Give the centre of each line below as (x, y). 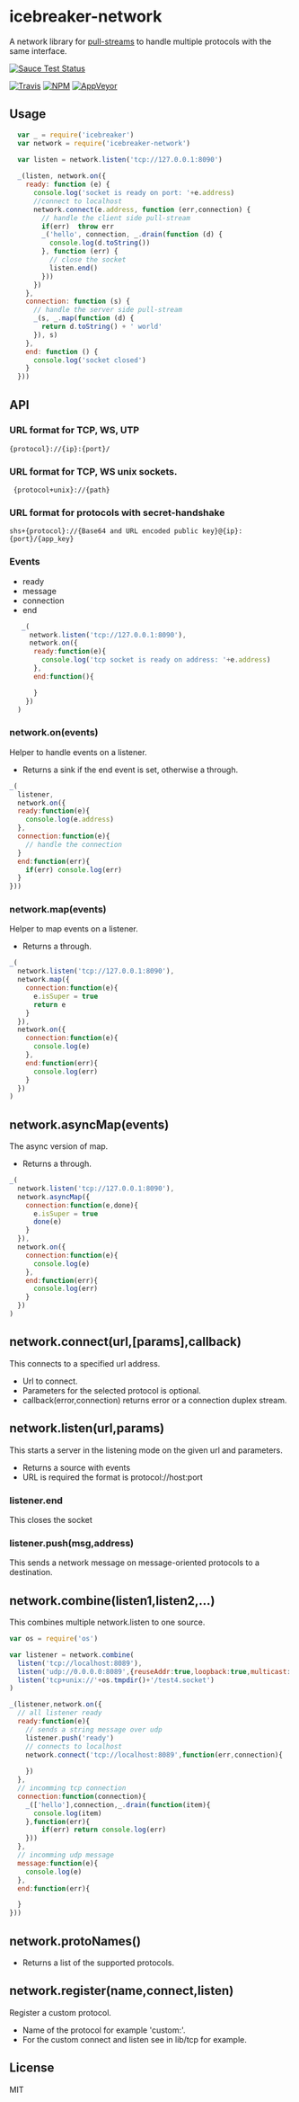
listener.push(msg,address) (72, 1543)
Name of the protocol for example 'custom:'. (104, 2030)
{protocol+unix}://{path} (62, 490)
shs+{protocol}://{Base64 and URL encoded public (104, 531)
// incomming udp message (66, 1855)
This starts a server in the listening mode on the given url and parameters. (146, 1450)
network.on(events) (54, 733)
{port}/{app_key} (42, 539)
